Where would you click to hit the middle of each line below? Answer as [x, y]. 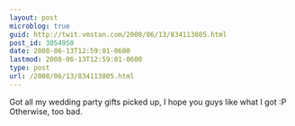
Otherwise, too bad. [46, 111]
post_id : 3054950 [42, 43]
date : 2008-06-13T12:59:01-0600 [70, 51]
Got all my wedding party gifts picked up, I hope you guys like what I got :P [148, 102]
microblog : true [40, 26]
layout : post [34, 18]
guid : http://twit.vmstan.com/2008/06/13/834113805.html [118, 34]
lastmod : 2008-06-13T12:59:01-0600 [76, 59]
